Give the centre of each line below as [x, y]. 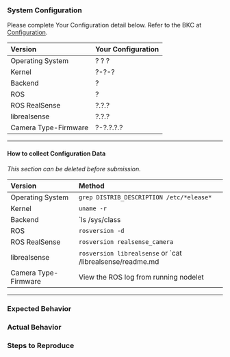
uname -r [93, 208]
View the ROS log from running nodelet [141, 277]
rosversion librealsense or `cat [130, 253]
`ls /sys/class [100, 219]
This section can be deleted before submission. [74, 169]
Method [91, 186]
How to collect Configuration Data [56, 153]
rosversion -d [101, 231]
